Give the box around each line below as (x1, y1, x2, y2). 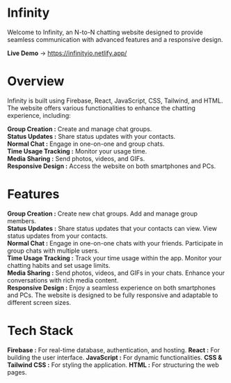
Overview (7, 73, 65, 89)
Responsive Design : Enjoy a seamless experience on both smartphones (7, 283, 216, 292)
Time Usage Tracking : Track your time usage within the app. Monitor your (7, 253, 222, 262)
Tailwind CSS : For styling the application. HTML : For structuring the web (7, 361, 219, 369)
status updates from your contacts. (7, 232, 108, 240)
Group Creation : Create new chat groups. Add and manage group (7, 209, 198, 218)
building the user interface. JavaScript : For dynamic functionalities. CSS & (7, 353, 223, 361)
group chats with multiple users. (7, 246, 99, 255)
